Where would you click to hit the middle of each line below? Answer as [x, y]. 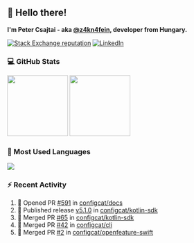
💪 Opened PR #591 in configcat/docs [70, 203]
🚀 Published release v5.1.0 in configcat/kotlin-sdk [87, 210]
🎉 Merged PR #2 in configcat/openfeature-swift [85, 232]
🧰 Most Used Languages [49, 152]
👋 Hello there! [37, 13]
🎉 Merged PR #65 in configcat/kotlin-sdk [76, 217]
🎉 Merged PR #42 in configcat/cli [65, 225]
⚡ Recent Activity [37, 185]
